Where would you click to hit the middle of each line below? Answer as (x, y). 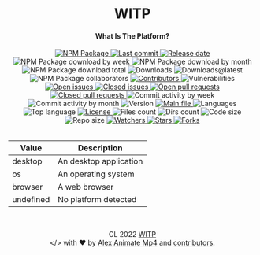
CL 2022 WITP (132, 235)
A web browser (86, 187)
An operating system (96, 174)
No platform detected (97, 200)
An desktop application (100, 161)
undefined (31, 200)
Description (100, 148)
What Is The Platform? (132, 35)
